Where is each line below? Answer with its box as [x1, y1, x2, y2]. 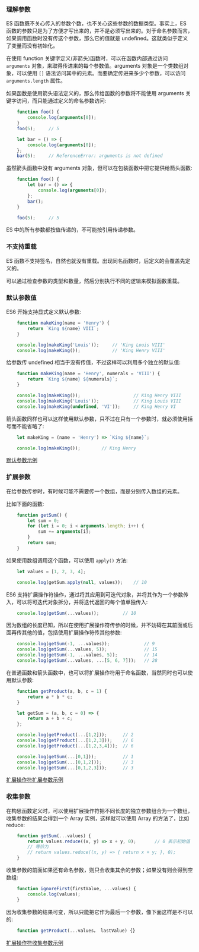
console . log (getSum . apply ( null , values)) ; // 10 [17, 579, 147, 585]
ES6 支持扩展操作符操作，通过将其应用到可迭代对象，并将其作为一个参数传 [6, 590, 189, 598]
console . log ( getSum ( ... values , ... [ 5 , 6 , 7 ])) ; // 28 [17, 658, 158, 664]
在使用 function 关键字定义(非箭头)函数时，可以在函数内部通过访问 [6, 55, 168, 62]
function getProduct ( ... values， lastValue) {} [17, 928, 136, 934]
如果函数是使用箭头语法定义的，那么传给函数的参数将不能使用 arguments [6, 90, 185, 97]
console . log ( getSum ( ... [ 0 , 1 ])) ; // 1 [17, 753, 134, 759]
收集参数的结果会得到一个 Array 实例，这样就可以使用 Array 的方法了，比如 [6, 815, 190, 822]
